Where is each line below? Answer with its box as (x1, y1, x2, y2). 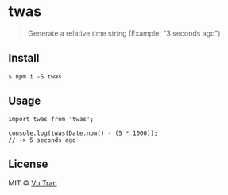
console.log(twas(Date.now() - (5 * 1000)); (8, 129, 158, 137)
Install (8, 52, 40, 65)
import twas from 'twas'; (8, 115, 94, 123)
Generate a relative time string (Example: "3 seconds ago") (27, 29, 221, 38)
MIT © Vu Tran (8, 178, 57, 188)
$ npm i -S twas (8, 72, 62, 81)
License (8, 157, 48, 170)
